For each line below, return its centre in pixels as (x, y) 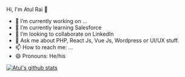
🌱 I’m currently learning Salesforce (58, 28)
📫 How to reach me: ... (44, 47)
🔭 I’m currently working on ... (51, 21)
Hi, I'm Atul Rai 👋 (27, 9)
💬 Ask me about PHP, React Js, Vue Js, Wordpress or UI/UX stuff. (97, 40)
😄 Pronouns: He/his (40, 56)
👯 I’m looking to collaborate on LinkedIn (64, 34)
